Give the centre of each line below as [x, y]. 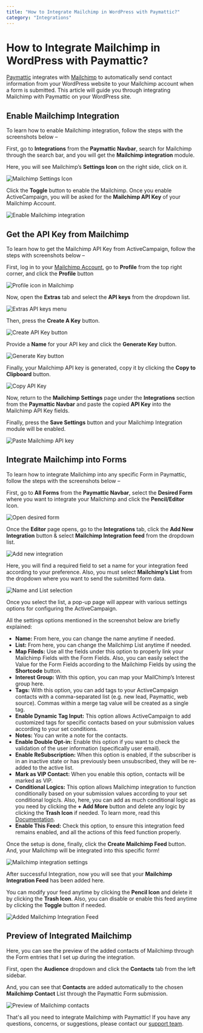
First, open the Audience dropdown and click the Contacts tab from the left [101, 969]
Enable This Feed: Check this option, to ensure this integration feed [100, 825]
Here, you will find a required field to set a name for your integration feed [97, 565]
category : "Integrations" [39, 18]
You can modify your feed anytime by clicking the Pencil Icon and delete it [99, 892]
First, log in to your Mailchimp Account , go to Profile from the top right [94, 267]
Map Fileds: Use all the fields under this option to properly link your [99, 651]
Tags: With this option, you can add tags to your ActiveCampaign [97, 690]
